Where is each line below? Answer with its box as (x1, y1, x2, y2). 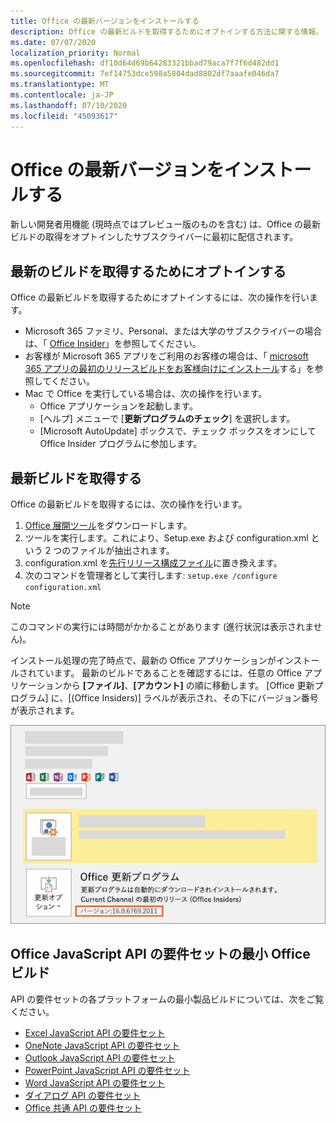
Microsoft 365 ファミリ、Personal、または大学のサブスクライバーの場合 (24, 325, 323, 337)
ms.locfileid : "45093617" (10, 111, 118, 121)
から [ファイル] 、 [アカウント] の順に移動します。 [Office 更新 (62, 680, 315, 692)
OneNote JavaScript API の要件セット (24, 1039, 180, 1051)
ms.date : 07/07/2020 (10, 37, 97, 47)
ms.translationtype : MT (10, 80, 110, 90)
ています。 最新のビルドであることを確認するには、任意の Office (36, 667, 302, 679)
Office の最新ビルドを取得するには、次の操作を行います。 (10, 498, 248, 510)
